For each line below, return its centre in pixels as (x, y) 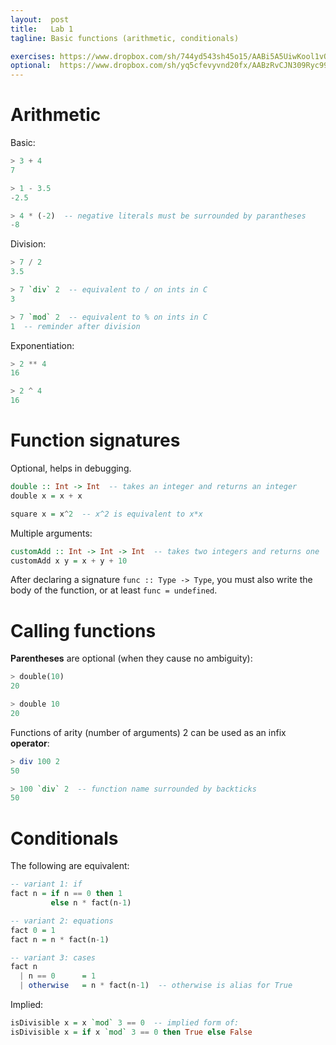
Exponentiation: (42, 345)
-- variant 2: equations (62, 921)
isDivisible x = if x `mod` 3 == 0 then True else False (131, 1032)
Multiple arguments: (51, 533)
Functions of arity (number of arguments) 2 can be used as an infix (148, 732)
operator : (30, 743)
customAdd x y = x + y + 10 (69, 561)
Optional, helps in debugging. (71, 468)
